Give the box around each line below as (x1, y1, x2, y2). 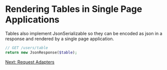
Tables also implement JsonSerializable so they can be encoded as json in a (5, 30, 162, 36)
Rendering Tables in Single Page (5, 3, 142, 15)
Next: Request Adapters (5, 59, 55, 65)
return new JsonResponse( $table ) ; (5, 50, 78, 55)
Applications (5, 14, 60, 25)
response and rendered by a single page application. (5, 36, 114, 42)
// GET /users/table (5, 45, 49, 50)
